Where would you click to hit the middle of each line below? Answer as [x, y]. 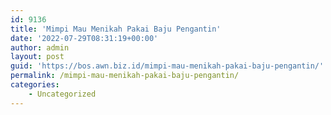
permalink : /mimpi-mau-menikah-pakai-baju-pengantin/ [125, 76]
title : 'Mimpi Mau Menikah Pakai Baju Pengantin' [116, 29]
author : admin [40, 47]
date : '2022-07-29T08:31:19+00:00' [84, 38]
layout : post [37, 57]
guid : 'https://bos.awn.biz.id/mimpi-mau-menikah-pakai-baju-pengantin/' [167, 66]
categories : [35, 85]
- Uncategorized [62, 94]
